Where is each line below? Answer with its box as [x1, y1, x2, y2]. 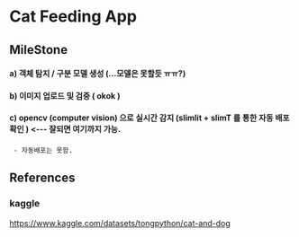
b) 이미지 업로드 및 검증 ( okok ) [9, 90, 121, 101]
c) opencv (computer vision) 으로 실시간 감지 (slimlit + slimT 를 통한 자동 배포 [9, 112, 290, 123]
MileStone [9, 42, 68, 57]
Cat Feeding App [9, 6, 138, 27]
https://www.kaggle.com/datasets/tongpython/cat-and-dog [9, 217, 231, 228]
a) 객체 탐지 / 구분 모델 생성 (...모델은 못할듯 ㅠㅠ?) [9, 68, 186, 79]
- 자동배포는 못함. [13, 145, 74, 154]
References [9, 171, 76, 186]
